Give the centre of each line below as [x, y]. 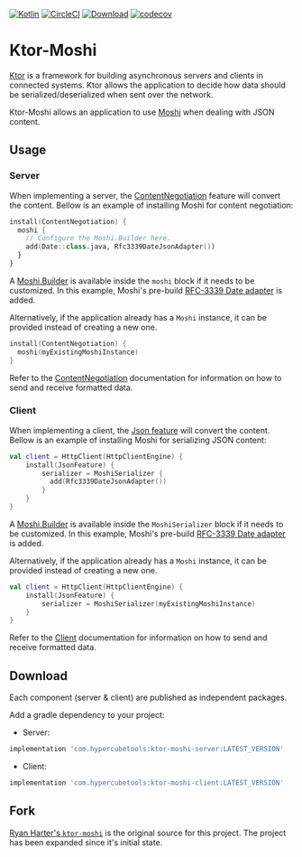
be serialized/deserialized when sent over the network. [111, 94]
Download [38, 676]
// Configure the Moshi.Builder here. [98, 238]
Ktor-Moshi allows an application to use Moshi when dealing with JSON [142, 112]
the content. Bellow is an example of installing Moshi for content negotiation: [151, 205]
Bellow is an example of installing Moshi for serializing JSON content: [138, 440]
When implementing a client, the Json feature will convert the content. [140, 430]
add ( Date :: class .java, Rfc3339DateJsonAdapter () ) [121, 247]
